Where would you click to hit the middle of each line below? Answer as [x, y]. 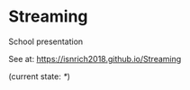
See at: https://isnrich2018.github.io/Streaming [95, 58]
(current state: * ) [40, 76]
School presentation [46, 41]
